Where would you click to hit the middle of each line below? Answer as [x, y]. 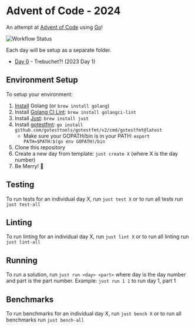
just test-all [23, 205]
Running [22, 260]
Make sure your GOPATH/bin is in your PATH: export [86, 136]
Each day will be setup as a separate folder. [59, 50]
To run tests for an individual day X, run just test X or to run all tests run [95, 199]
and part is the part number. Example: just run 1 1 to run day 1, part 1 [91, 281]
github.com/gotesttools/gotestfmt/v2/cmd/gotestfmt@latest [88, 130]
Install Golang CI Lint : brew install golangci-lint [75, 112]
